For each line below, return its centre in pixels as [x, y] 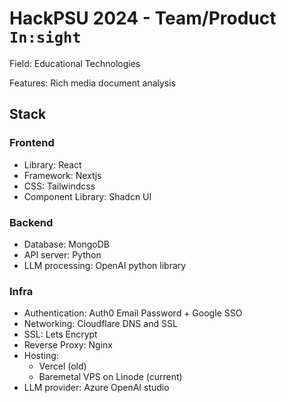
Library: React [52, 164]
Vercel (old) [62, 366]
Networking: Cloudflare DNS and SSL [100, 324]
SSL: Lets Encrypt [60, 334]
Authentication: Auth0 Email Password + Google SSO [133, 313]
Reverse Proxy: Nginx [68, 345]
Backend [31, 222]
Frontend [32, 143]
